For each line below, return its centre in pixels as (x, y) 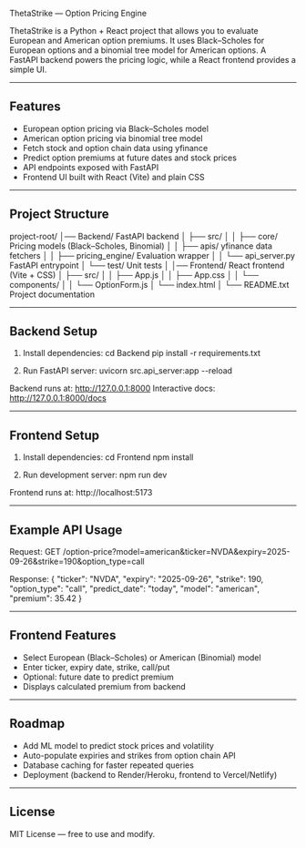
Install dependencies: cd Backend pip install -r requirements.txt (142, 353)
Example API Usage (66, 530)
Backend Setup (54, 332)
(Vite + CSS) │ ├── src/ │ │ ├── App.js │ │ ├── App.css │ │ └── (134, 275)
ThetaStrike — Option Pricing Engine (78, 13)
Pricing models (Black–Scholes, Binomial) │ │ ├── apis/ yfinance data (141, 246)
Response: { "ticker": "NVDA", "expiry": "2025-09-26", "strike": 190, (137, 579)
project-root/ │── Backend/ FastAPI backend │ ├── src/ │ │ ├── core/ (144, 236)
